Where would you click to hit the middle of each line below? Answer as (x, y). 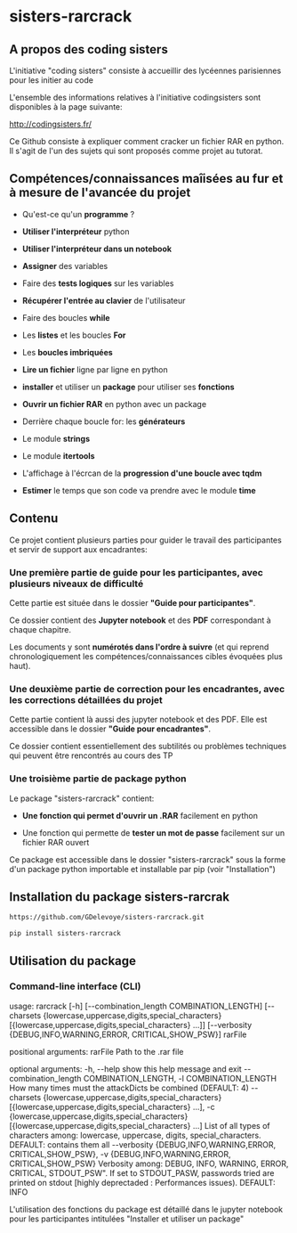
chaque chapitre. (40, 629)
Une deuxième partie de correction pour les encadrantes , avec (147, 689)
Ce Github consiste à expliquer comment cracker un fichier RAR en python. (147, 141)
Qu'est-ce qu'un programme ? (78, 214)
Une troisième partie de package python (98, 779)
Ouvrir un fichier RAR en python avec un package (114, 404)
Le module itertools (58, 455)
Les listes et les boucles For (74, 335)
